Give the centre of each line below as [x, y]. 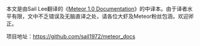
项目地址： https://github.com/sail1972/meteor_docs [71, 36]
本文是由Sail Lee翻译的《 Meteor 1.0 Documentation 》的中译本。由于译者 [97, 9]
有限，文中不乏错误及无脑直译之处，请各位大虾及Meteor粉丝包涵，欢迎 [100, 16]
